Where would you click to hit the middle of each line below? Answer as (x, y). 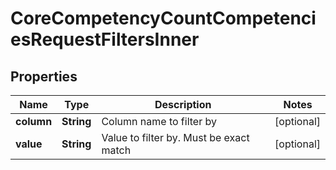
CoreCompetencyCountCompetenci (163, 18)
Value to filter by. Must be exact (175, 137)
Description (183, 104)
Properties (44, 76)
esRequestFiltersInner (105, 39)
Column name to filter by (159, 121)
